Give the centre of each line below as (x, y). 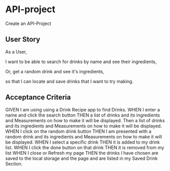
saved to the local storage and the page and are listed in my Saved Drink (82, 158)
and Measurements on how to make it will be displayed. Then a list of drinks (85, 120)
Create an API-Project (28, 23)
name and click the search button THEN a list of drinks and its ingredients (83, 115)
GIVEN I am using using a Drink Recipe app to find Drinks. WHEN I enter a (83, 109)
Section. (14, 163)
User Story (23, 39)
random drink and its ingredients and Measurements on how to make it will (84, 136)
